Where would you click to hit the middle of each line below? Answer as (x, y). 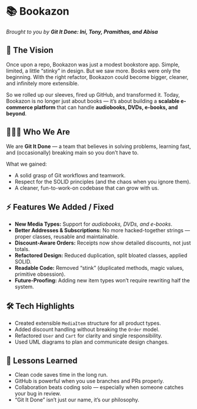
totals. (22, 249)
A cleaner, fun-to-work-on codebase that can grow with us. (87, 188)
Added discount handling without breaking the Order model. (87, 329)
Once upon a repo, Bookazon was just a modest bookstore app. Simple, (93, 64)
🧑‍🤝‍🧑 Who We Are (38, 132)
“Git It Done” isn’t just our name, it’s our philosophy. (77, 400)
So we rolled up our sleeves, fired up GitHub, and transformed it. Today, (93, 94)
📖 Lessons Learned (42, 360)
